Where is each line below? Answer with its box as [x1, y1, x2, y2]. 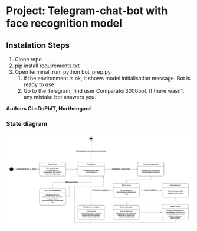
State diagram [6, 119, 48, 128]
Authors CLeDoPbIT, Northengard [6, 105, 91, 112]
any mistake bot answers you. [23, 93, 96, 100]
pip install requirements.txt [14, 62, 80, 69]
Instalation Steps [6, 40, 70, 50]
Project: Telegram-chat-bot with [6, 4, 168, 18]
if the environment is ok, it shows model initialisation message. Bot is [23, 75, 191, 82]
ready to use [23, 81, 54, 88]
